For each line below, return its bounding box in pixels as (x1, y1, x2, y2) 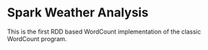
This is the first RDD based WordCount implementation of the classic (7, 27, 201, 36)
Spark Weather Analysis (7, 5, 149, 21)
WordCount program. (7, 34, 67, 42)
